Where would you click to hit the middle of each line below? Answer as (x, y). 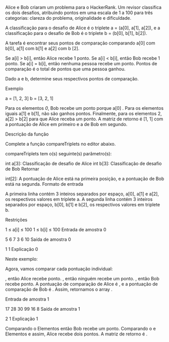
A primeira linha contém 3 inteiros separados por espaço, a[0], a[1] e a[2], (82, 194)
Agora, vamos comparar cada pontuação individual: (59, 269)
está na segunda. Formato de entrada (44, 184)
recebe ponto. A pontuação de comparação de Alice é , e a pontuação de (81, 284)
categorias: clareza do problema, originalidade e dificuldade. (68, 18)
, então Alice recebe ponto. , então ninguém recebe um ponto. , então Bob (82, 279)
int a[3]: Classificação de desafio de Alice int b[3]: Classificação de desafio (83, 163)
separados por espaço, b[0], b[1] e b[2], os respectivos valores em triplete (83, 205)
